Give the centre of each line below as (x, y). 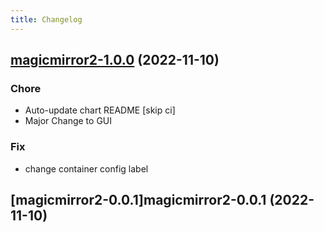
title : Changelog (46, 19)
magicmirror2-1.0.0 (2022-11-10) (115, 60)
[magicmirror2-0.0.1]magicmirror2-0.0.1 (138, 200)
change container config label (86, 168)
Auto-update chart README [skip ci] (100, 110)
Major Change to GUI (68, 121)
